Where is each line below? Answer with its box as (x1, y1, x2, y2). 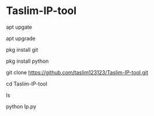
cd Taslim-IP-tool (6, 80, 48, 87)
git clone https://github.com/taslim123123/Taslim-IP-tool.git (6, 69, 149, 76)
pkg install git (6, 46, 38, 53)
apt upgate (6, 23, 32, 30)
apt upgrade (6, 35, 36, 42)
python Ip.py (6, 103, 37, 110)
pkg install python (6, 57, 49, 64)
